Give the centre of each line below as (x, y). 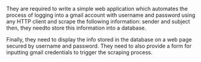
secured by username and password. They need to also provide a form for (99, 46)
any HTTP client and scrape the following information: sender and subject (98, 21)
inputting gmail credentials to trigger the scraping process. (79, 52)
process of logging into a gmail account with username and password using (101, 15)
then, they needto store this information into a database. (76, 28)
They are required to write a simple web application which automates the (97, 9)
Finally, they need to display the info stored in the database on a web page (99, 39)
